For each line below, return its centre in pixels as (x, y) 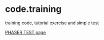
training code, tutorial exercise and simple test (52, 23)
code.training (33, 9)
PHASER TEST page (26, 32)
